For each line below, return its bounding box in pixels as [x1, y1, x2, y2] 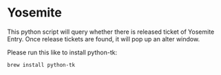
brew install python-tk [7, 61, 76, 68]
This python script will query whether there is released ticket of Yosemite [7, 28, 215, 36]
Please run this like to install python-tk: [7, 48, 118, 56]
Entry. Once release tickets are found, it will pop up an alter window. [7, 34, 200, 43]
